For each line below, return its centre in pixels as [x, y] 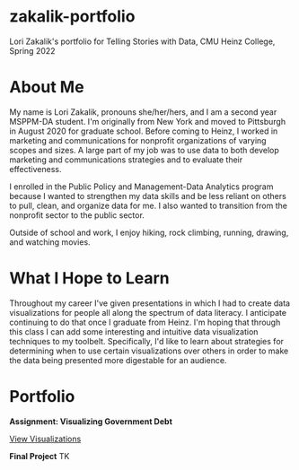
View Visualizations [45, 439]
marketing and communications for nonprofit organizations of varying [138, 140]
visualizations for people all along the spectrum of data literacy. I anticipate [148, 312]
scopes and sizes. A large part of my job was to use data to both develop [145, 150]
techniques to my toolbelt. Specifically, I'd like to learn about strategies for [147, 341]
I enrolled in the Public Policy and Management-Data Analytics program [141, 187]
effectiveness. [35, 169]
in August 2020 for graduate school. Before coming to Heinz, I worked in [144, 131]
